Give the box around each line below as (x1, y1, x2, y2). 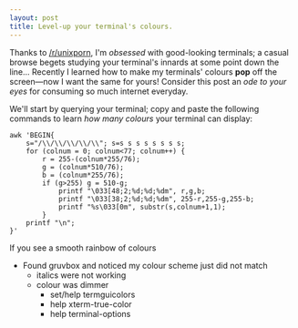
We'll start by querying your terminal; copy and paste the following (9, 103, 260, 114)
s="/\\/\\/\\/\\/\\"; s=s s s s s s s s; (26, 138, 185, 148)
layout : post (9, 13, 59, 23)
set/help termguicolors (49, 289, 136, 300)
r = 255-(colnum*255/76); (42, 154, 141, 164)
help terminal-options (49, 308, 131, 319)
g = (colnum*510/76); (42, 162, 125, 171)
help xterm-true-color (49, 298, 132, 310)
